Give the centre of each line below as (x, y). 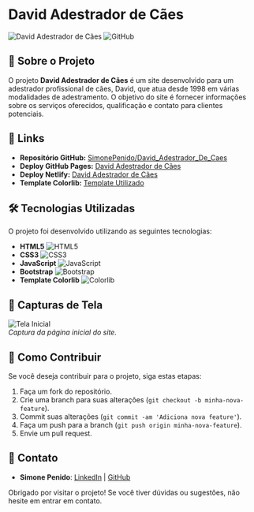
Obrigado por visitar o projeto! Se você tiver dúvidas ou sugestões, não (124, 492)
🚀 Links (26, 138)
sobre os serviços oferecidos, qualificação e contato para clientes (116, 105)
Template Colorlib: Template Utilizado (82, 182)
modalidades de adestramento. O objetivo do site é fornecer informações (127, 97)
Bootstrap (36, 272)
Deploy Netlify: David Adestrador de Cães (88, 174)
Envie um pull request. (56, 433)
